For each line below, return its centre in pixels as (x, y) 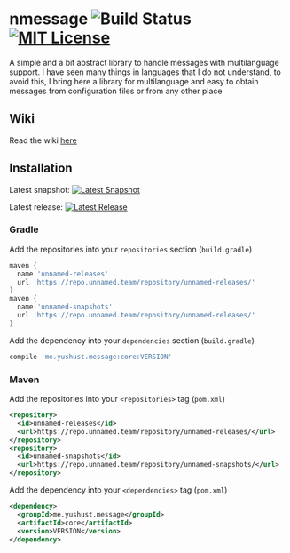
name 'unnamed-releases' (63, 274)
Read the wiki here (43, 140)
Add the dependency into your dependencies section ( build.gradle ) (132, 340)
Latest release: (36, 207)
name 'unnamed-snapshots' (65, 307)
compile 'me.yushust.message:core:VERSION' (91, 357)
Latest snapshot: (40, 189)
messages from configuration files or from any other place (116, 91)
